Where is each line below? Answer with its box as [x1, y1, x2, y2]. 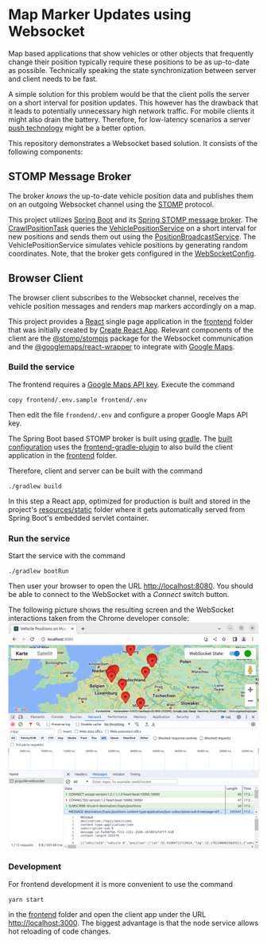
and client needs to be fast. [8, 74, 98, 83]
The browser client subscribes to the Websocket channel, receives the [8, 292, 240, 302]
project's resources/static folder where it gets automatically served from [8, 504, 246, 514]
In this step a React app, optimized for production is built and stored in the [8, 496, 251, 506]
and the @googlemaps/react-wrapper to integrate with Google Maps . [8, 341, 235, 351]
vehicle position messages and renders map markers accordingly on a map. [8, 301, 257, 310]
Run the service [8, 533, 71, 544]
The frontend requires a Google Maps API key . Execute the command [8, 380, 235, 389]
